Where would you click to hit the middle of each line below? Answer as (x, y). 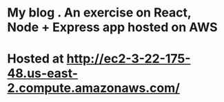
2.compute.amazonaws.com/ (94, 88)
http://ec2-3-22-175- (129, 59)
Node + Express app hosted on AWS (113, 27)
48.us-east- (42, 73)
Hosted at (35, 59)
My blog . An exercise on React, (99, 13)
